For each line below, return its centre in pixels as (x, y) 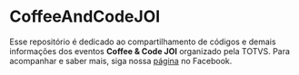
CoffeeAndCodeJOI (85, 17)
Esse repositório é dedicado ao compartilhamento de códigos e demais (143, 42)
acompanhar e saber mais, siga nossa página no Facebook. (121, 61)
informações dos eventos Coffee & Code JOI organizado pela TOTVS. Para (150, 51)
